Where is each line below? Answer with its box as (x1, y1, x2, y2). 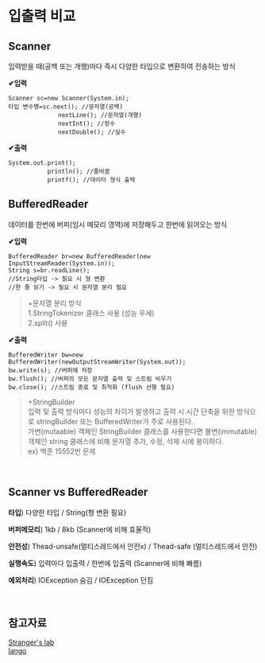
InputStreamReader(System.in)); (8, 259, 115, 267)
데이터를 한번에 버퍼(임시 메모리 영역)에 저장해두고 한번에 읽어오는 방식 (8, 220, 228, 229)
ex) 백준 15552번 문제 (27, 447, 96, 456)
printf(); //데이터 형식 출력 (47, 176, 136, 184)
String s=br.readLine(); (8, 266, 90, 275)
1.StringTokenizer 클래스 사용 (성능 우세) (27, 308, 155, 318)
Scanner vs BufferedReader (8, 486, 148, 499)
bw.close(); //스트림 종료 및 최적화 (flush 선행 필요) (8, 383, 175, 391)
